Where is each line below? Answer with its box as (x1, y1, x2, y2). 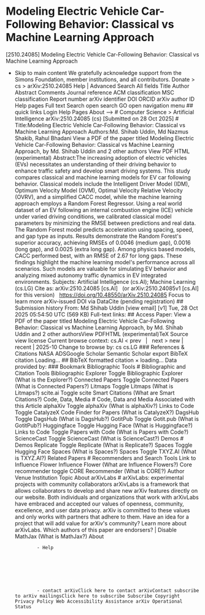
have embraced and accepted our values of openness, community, (14, 499, 185, 507)
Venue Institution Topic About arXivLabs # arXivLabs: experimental (14, 474, 184, 481)
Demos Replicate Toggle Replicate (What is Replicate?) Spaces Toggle (14, 441, 193, 449)
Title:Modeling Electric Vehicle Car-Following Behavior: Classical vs (14, 121, 185, 128)
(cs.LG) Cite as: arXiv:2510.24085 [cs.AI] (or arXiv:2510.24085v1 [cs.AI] (14, 284, 199, 292)
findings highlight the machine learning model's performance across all (14, 258, 195, 265)
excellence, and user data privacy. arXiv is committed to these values (14, 506, 190, 514)
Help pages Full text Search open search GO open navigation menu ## (14, 101, 194, 109)
